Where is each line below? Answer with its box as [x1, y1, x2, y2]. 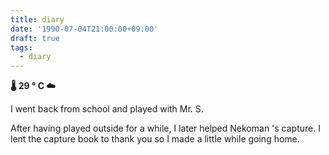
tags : [10, 42, 33, 53]
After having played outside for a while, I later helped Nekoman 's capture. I [10, 122, 321, 135]
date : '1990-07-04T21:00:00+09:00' [10, 24, 159, 34]
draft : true [10, 33, 60, 43]
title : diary [10, 14, 65, 25]
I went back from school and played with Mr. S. [10, 103, 204, 115]
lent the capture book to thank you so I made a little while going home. [10, 133, 300, 145]
